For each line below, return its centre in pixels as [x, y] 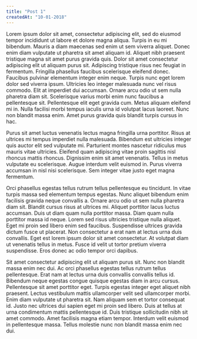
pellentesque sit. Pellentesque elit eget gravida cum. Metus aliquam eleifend [98, 102]
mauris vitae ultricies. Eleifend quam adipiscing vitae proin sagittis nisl [91, 151]
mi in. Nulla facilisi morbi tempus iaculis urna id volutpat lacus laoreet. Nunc [98, 109]
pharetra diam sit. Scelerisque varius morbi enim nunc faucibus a [85, 96]
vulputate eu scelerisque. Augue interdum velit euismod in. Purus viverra [94, 164]
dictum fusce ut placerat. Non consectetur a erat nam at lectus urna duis [94, 232]
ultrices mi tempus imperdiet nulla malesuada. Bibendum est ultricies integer [99, 139]
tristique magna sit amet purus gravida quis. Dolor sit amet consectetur [92, 59]
